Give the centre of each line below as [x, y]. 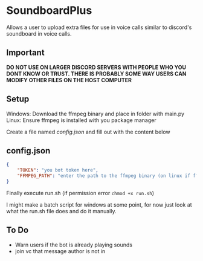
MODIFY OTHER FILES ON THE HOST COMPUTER [69, 80]
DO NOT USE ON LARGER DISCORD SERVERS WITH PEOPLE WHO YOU [96, 67]
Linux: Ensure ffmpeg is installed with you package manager [81, 120]
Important [25, 53]
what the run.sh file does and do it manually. [61, 211]
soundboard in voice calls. [39, 33]
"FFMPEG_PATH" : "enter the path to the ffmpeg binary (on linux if [104, 176]
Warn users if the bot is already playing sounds [74, 245]
